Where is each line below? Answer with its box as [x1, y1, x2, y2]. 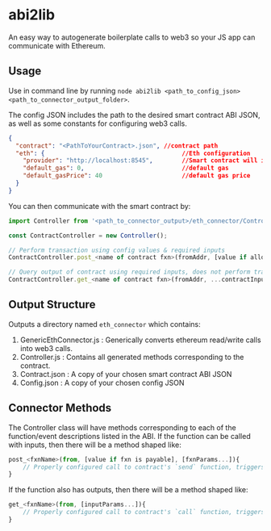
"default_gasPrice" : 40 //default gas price [23, 172, 251, 180]
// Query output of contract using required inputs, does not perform [8, 268, 251, 276]
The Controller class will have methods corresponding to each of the [8, 422, 236, 433]
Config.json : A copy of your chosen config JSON [19, 378, 185, 387]
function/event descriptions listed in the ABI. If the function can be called [8, 431, 252, 441]
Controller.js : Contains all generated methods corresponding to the [19, 352, 244, 362]
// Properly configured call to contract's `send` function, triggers [23, 462, 265, 471]
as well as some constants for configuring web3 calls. [8, 119, 188, 128]
